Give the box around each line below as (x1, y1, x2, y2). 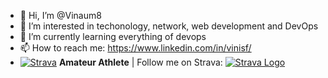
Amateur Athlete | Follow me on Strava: (58, 56, 223, 68)
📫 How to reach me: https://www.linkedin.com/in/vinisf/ (19, 42, 252, 54)
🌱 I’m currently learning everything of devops (19, 31, 207, 42)
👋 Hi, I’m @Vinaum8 (19, 10, 102, 21)
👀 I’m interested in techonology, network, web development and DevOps (19, 20, 319, 32)
